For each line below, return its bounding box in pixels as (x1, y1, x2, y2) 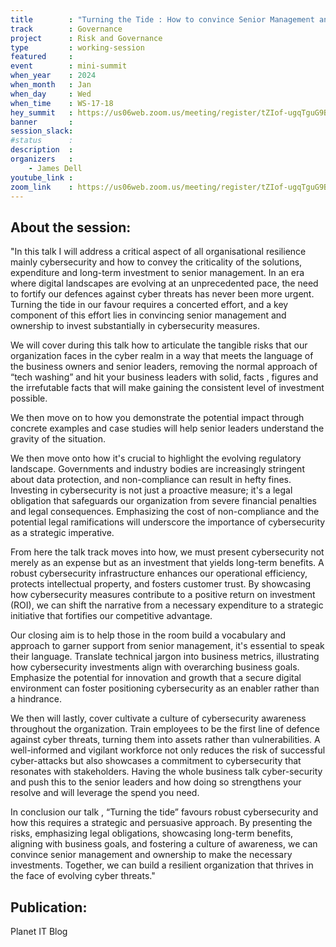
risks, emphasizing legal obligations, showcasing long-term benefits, (10, 827, 294, 840)
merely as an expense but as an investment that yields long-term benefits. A (10, 557, 325, 569)
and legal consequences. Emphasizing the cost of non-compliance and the (10, 506, 320, 518)
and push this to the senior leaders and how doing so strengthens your (10, 776, 302, 788)
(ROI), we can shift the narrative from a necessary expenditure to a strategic (10, 599, 324, 611)
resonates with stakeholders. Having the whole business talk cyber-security (10, 766, 323, 778)
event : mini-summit (10, 61, 128, 71)
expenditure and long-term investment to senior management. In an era (10, 267, 305, 279)
